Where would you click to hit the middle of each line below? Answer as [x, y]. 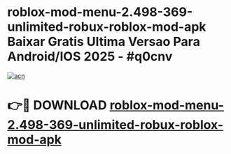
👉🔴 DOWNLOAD [57, 106]
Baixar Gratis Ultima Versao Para [104, 42]
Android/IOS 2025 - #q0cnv [90, 57]
